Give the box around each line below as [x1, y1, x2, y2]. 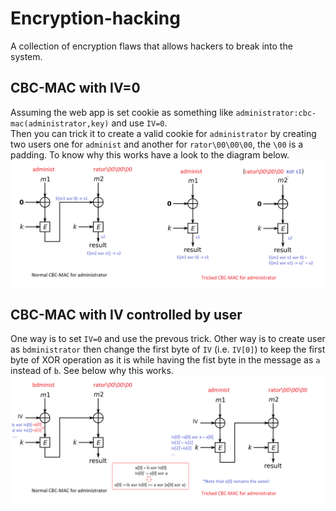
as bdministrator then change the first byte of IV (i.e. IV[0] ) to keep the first [10, 343, 326, 356]
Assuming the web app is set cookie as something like [10, 106, 234, 118]
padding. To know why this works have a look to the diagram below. [10, 148, 290, 161]
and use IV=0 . [111, 117, 168, 129]
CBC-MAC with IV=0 [10, 80, 141, 97]
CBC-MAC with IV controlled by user [10, 306, 243, 323]
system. [10, 50, 43, 62]
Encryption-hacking [10, 7, 181, 30]
